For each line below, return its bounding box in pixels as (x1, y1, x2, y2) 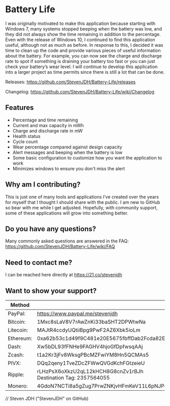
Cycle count (12, 138, 38, 144)
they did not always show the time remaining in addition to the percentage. (5, 31, 161, 37)
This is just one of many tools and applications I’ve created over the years (5, 194, 159, 200)
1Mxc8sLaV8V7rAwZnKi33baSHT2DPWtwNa (37, 319, 146, 325)
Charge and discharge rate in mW (12, 128, 83, 134)
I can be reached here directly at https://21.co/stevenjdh (5, 272, 122, 278)
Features (5, 103, 34, 112)
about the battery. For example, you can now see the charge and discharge (5, 52, 162, 59)
